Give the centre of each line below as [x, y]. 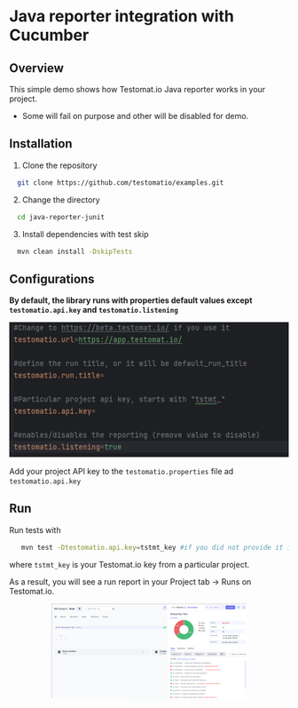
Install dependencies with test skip [85, 234]
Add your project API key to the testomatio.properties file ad [122, 471]
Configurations [52, 278]
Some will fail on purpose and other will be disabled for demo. [135, 116]
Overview [37, 68]
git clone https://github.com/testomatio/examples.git [121, 183]
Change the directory [61, 199]
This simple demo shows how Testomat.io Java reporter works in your [137, 89]
